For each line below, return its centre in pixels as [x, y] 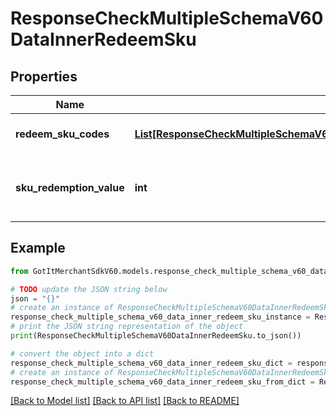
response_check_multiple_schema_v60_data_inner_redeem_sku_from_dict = [162, 382]
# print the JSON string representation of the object [127, 327]
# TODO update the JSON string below [89, 289]
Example [38, 248]
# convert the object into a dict [82, 353]
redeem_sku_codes [62, 134]
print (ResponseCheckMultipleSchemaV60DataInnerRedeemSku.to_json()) [156, 336]
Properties [44, 76]
